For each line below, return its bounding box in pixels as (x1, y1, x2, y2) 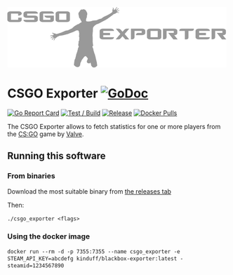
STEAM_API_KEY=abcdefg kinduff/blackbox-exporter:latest (7, 255, 178, 262)
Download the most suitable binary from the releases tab (7, 187, 172, 196)
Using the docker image (7, 232, 91, 241)
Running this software (7, 150, 107, 162)
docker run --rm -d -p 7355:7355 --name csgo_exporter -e (7, 248, 180, 255)
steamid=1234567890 (7, 262, 65, 269)
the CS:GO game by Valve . (7, 130, 84, 138)
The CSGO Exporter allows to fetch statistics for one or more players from (7, 122, 221, 130)
